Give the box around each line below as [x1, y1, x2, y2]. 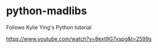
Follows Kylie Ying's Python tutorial [6, 24, 92, 31]
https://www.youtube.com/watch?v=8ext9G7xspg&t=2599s [6, 35, 152, 42]
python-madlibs [6, 4, 87, 18]
